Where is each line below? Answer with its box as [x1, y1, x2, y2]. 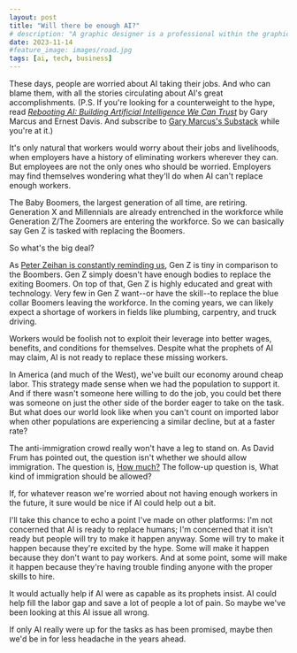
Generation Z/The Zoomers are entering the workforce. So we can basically [9, 216, 285, 227]
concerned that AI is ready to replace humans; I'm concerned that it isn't [9, 524, 274, 534]
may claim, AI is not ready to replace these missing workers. [9, 352, 228, 363]
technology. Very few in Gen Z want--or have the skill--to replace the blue [9, 288, 279, 298]
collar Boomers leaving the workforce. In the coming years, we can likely [9, 297, 274, 308]
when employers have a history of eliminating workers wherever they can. [9, 152, 278, 162]
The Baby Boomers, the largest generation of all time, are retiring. [9, 197, 247, 208]
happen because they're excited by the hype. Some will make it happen [9, 543, 270, 553]
